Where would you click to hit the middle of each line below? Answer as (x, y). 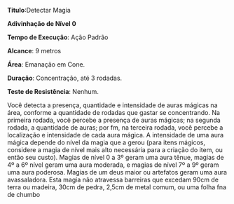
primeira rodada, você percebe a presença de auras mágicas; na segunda (114, 120)
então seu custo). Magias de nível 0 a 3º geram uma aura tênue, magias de (116, 157)
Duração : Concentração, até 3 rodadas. (65, 78)
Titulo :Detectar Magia (39, 10)
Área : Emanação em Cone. (46, 64)
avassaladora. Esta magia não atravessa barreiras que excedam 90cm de (113, 179)
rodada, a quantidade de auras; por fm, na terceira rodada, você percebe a (115, 128)
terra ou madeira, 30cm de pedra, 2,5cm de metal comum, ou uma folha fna (117, 187)
